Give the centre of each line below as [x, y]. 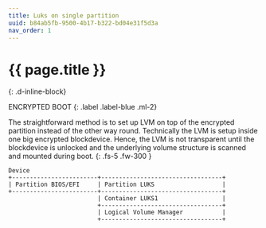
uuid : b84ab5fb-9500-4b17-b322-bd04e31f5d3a [83, 23]
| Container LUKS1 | [161, 199]
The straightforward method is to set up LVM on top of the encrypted [121, 122]
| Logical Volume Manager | [161, 213]
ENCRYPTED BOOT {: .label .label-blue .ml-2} [83, 107]
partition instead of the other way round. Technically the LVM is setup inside [133, 131]
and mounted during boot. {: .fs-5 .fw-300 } [80, 157]
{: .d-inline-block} [37, 91]
